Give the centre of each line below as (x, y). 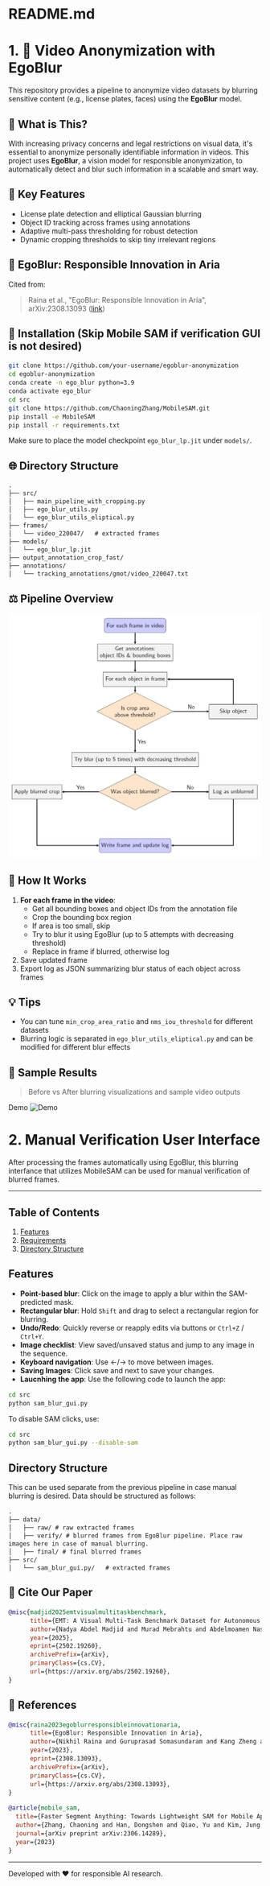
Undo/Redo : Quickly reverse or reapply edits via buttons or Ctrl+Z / (132, 1327)
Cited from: (27, 284)
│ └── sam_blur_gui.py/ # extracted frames (90, 1568)
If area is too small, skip (71, 926)
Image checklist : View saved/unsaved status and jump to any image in (137, 1344)
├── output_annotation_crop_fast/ (66, 558)
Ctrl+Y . (32, 1336)
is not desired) (45, 346)
